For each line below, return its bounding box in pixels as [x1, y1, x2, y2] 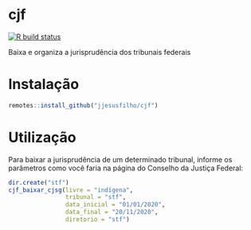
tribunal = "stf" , [65, 193, 127, 201]
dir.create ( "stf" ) [8, 178, 69, 186]
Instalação [8, 76, 80, 93]
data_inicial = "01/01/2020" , [65, 201, 166, 209]
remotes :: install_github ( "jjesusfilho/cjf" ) [8, 101, 159, 109]
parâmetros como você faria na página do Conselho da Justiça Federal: [8, 163, 244, 173]
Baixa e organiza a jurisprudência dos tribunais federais [8, 47, 191, 57]
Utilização [8, 128, 76, 146]
